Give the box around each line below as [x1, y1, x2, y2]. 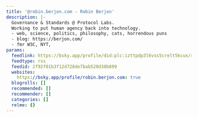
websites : [11, 69, 35, 75]
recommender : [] [11, 91, 51, 97]
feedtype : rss [11, 58, 46, 64]
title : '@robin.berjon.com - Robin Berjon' [6, 8, 115, 15]
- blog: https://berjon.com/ [11, 36, 83, 42]
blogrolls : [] [11, 80, 46, 86]
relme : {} [11, 102, 35, 108]
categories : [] [11, 96, 49, 102]
